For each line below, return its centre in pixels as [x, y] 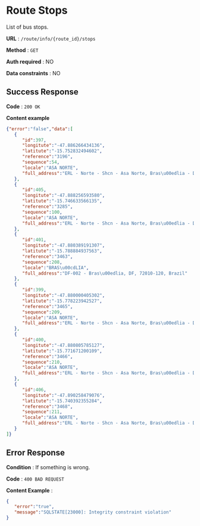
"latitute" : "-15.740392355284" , [62, 401]
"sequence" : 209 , [42, 312]
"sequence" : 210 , [42, 362]
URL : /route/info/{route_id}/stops [51, 38]
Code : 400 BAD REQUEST [35, 479]
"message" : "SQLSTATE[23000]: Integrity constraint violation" [93, 512]
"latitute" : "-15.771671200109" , [62, 351]
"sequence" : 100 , [42, 212]
